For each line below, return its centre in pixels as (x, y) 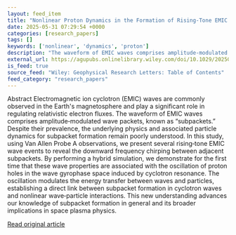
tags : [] (20, 40)
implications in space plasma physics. (62, 210)
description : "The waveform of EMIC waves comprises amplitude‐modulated (118, 53)
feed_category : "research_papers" (58, 79)
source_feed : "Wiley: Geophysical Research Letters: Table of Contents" (116, 72)
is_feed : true (28, 66)
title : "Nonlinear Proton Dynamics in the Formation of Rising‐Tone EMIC (118, 20)
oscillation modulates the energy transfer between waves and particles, (111, 181)
